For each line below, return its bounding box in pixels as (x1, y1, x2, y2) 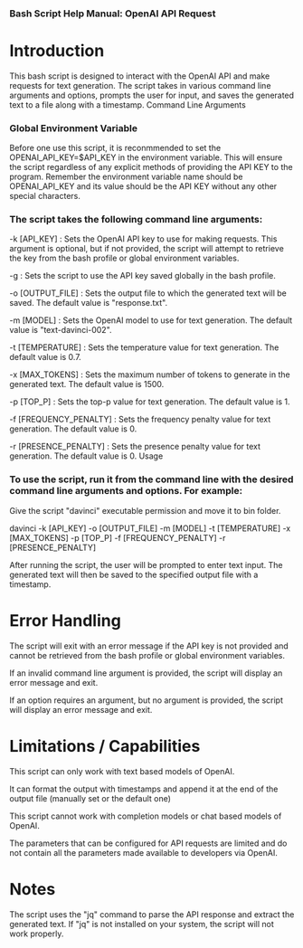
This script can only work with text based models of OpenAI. (9, 765, 235, 776)
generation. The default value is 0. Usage (9, 450, 164, 461)
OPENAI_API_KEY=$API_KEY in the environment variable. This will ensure (9, 152, 283, 163)
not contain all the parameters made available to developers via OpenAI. (9, 847, 278, 858)
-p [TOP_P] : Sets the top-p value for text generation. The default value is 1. (9, 396, 291, 407)
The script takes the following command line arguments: (9, 213, 263, 226)
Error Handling (9, 610, 122, 630)
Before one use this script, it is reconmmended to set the (9, 143, 222, 154)
